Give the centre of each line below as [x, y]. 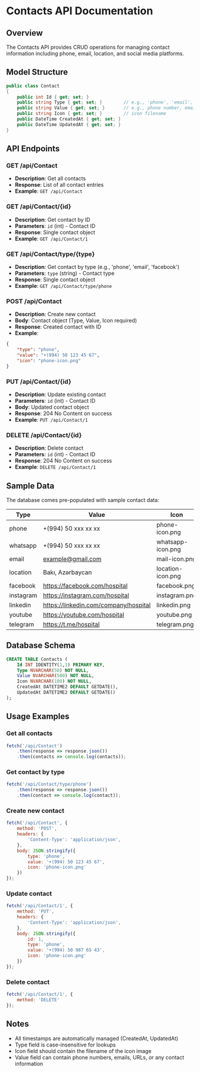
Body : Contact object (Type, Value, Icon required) [76, 321]
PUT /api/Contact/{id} [39, 381]
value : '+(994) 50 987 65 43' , [66, 950]
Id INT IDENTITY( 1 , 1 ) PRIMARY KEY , [61, 664]
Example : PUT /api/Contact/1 [51, 419]
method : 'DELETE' [38, 1000]
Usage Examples [38, 717]
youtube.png [174, 615]
